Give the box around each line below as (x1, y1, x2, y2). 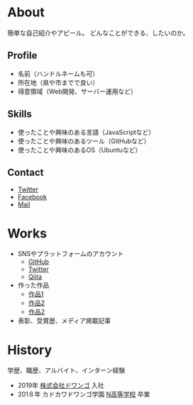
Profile (7, 50, 38, 62)
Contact (7, 166, 44, 178)
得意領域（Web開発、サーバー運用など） (17, 87, 137, 96)
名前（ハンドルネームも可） (17, 69, 99, 78)
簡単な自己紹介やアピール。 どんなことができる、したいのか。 (7, 28, 189, 37)
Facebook (17, 193, 48, 201)
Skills (7, 108, 32, 121)
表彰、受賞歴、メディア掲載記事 (17, 316, 111, 325)
